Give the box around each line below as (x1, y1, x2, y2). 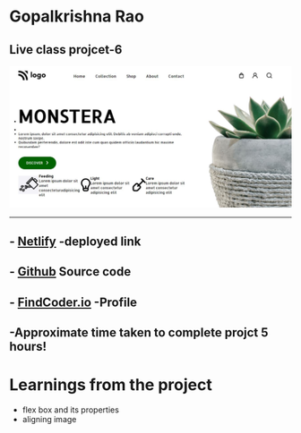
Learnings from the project (9, 375, 212, 395)
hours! (9, 339, 47, 354)
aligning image (21, 413, 77, 424)
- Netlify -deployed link (9, 233, 142, 249)
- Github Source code (9, 264, 132, 279)
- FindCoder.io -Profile (9, 294, 137, 310)
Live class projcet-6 (9, 42, 123, 57)
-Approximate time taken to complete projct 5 (9, 325, 269, 341)
